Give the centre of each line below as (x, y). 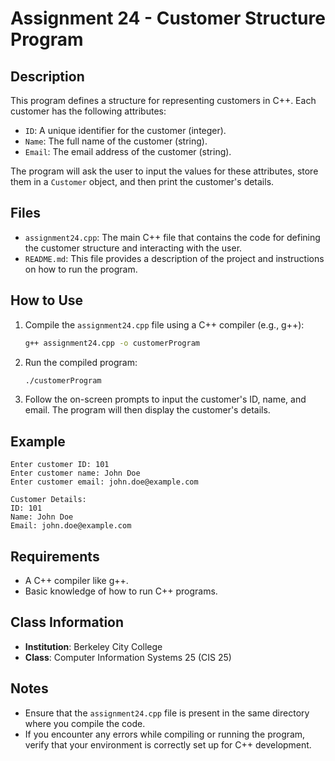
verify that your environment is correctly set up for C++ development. (168, 744)
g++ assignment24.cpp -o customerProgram (112, 343)
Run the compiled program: (81, 362)
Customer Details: (48, 500)
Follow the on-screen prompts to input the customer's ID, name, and (165, 399)
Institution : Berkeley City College (93, 646)
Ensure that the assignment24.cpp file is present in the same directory (167, 713)
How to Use (47, 300)
